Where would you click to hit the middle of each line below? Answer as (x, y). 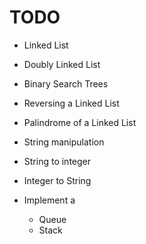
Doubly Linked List (62, 64)
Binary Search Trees (66, 83)
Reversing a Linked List (71, 103)
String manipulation (64, 142)
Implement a (49, 200)
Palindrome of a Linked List (80, 122)
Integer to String (57, 180)
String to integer (57, 161)
